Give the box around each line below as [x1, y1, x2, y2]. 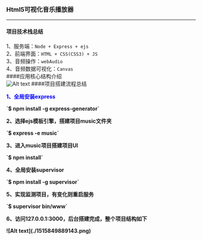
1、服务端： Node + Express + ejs [6, 42, 89, 49]
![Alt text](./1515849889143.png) [6, 227, 91, 234]
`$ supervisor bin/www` [6, 203, 68, 210]
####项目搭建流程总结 [31, 80, 87, 87]
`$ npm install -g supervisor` [6, 178, 79, 185]
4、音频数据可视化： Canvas [6, 65, 73, 72]
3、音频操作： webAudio [6, 57, 63, 64]
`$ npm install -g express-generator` [6, 105, 100, 112]
